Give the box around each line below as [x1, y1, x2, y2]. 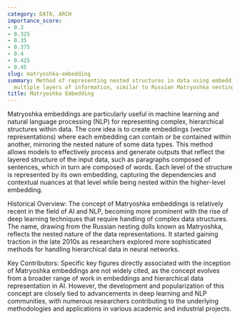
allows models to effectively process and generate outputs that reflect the [7, 148, 225, 156]
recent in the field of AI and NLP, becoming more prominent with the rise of [7, 207, 229, 216]
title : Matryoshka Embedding [7, 90, 94, 97]
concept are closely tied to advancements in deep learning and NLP [7, 289, 207, 298]
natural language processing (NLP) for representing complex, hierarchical [7, 117, 224, 126]
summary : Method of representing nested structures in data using [7, 76, 209, 84]
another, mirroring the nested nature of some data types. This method [7, 140, 213, 149]
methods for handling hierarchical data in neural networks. [7, 245, 180, 254]
